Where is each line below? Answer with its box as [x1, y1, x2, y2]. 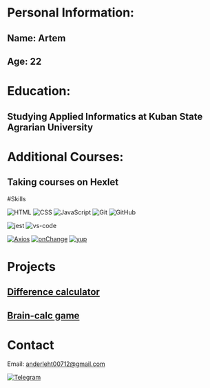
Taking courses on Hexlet [7, 176, 119, 188]
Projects [7, 258, 56, 274]
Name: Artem [7, 32, 66, 44]
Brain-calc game [7, 309, 80, 321]
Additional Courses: [7, 149, 124, 165]
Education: [7, 83, 71, 99]
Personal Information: [7, 5, 134, 21]
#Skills [7, 194, 26, 203]
